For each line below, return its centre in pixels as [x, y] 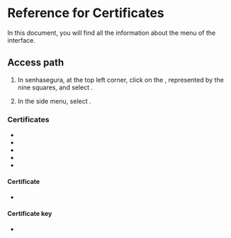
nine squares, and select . [55, 87]
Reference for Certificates [86, 13]
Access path [36, 63]
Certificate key [30, 213]
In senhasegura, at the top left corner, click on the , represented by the [121, 80]
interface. [21, 40]
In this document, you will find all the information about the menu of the [112, 33]
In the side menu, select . [54, 101]
